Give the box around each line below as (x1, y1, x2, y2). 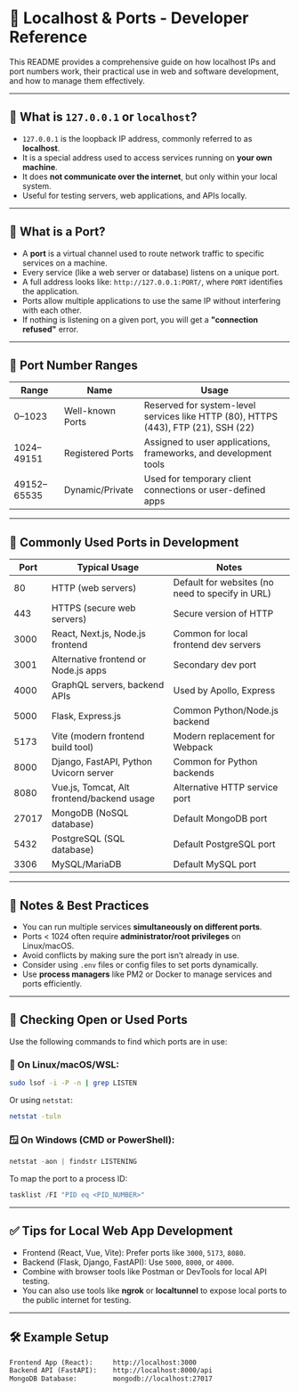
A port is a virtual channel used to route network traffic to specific (21, 248, 265, 258)
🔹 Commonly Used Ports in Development (9, 535, 239, 550)
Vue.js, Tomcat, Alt (51, 782, 131, 794)
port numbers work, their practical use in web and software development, (9, 66, 279, 77)
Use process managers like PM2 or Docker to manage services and (21, 969, 272, 979)
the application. (21, 285, 80, 297)
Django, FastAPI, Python (51, 756, 153, 768)
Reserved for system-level (143, 399, 256, 412)
